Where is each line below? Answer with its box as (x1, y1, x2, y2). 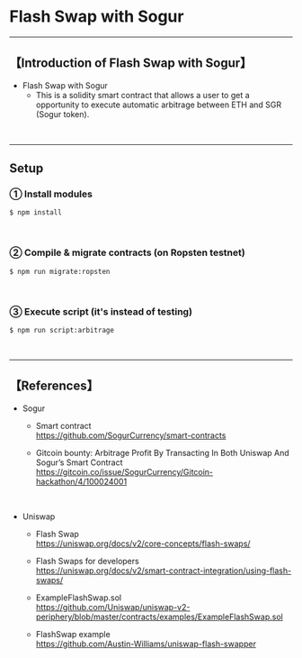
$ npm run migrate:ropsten (9, 267, 111, 276)
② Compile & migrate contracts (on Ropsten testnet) (9, 246, 245, 259)
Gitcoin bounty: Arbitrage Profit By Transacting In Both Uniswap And (35, 447, 289, 458)
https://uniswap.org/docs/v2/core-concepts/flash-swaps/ (35, 538, 251, 549)
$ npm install (9, 208, 63, 217)
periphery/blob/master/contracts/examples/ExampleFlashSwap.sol (35, 611, 283, 622)
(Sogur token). (35, 108, 90, 119)
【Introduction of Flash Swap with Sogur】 (9, 56, 253, 71)
